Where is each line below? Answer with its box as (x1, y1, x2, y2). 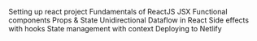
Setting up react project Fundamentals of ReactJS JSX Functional (8, 7, 228, 16)
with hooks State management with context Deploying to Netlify (8, 24, 222, 33)
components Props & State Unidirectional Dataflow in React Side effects (8, 15, 250, 25)
